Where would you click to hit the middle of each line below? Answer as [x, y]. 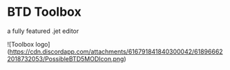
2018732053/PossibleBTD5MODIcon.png [66, 58]
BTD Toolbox [44, 12]
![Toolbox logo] [29, 44]
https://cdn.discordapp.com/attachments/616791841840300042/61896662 [116, 51]
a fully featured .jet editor [43, 31]
